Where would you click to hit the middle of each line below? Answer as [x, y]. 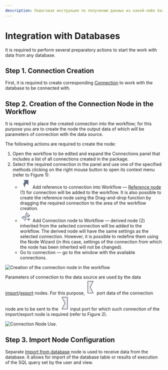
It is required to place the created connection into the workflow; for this [78, 124]
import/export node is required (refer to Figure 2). [56, 314]
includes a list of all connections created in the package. [70, 159]
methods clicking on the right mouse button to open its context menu [83, 169]
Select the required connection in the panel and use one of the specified [87, 164]
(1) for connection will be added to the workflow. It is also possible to [90, 192]
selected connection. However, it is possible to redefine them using [89, 236]
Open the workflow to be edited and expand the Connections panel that [86, 154]
